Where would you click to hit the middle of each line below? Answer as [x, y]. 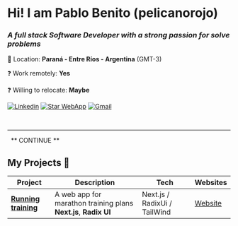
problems [24, 44]
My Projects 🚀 [39, 163]
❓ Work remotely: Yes [39, 73]
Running [25, 199]
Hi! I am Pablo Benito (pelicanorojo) [113, 13]
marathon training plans [94, 203]
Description [95, 183]
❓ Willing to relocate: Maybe [49, 90]
